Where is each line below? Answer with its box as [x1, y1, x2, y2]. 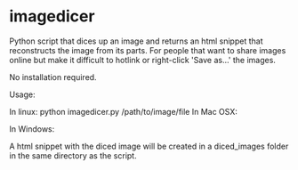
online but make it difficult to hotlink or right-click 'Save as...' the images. [9, 54, 276, 65]
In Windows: [9, 123, 55, 134]
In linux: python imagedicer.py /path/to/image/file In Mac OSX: [9, 106, 238, 117]
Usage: [9, 89, 36, 100]
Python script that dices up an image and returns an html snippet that [9, 36, 263, 46]
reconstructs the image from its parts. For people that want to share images [9, 45, 286, 55]
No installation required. [9, 71, 97, 82]
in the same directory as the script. [9, 150, 137, 161]
